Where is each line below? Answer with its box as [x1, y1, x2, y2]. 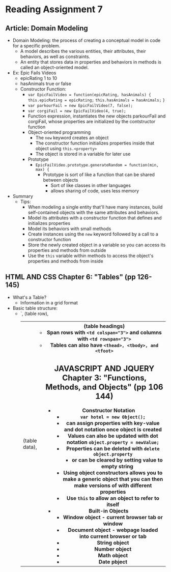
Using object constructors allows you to [63, 469, 163, 476]
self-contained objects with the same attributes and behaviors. [27, 210, 159, 215]
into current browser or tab [79, 533, 147, 540]
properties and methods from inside [27, 258, 103, 264]
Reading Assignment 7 [5, 4, 103, 15]
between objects [43, 177, 78, 183]
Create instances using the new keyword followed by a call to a [27, 231, 159, 237]
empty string [101, 463, 133, 470]
